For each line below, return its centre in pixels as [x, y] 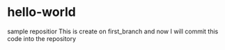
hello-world [42, 12]
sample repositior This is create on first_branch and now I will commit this [113, 31]
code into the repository [42, 38]
